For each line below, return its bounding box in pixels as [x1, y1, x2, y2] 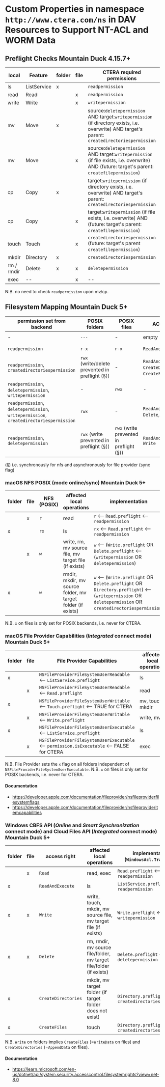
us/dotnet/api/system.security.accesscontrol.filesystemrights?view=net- [12, 1072, 160, 1078]
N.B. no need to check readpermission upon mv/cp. [5, 289, 109, 294]
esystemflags [12, 799, 40, 805]
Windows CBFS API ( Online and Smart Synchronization [5, 822, 139, 829]
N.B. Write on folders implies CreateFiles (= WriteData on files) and [5, 1039, 140, 1045]
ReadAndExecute [39, 883, 75, 889]
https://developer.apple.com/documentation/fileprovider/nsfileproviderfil [12, 794, 160, 800]
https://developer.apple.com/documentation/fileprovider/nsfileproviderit [12, 804, 158, 810]
